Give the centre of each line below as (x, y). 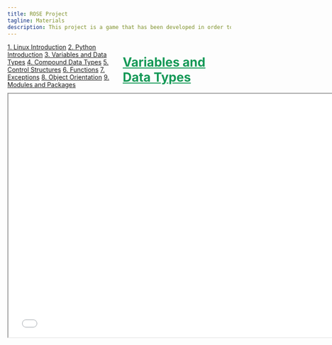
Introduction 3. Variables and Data (57, 55)
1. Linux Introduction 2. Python (52, 47)
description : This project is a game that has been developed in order (115, 27)
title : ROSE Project (38, 14)
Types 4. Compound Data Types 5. (58, 62)
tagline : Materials (36, 21)
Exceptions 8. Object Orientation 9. (59, 77)
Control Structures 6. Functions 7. (56, 70)
